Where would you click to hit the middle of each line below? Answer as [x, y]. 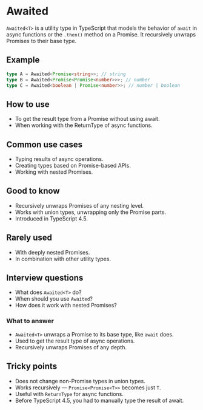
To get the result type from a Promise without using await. [87, 119]
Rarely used [29, 238]
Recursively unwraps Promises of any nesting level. [79, 205]
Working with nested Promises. [54, 172]
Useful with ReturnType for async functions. [69, 394]
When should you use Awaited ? [54, 299]
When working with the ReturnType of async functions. [84, 125]
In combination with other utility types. [63, 259]
